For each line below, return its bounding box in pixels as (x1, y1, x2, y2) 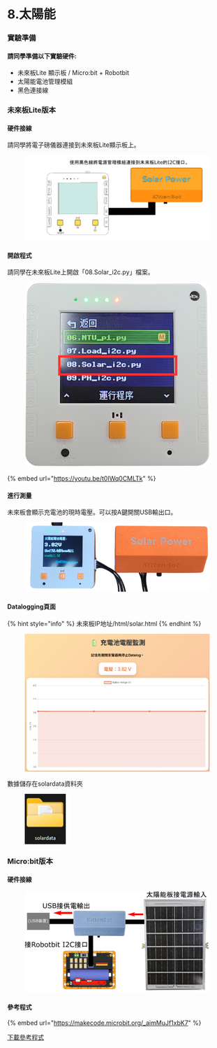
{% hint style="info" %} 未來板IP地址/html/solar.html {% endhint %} (7, 619, 202, 628)
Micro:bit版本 (7, 856, 54, 866)
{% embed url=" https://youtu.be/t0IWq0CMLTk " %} (7, 474, 156, 483)
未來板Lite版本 (7, 106, 57, 115)
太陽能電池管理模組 (17, 78, 73, 86)
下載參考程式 (7, 1033, 44, 1042)
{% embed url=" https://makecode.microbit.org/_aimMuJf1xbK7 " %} (7, 1019, 202, 1027)
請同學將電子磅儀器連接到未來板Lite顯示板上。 (7, 141, 140, 149)
